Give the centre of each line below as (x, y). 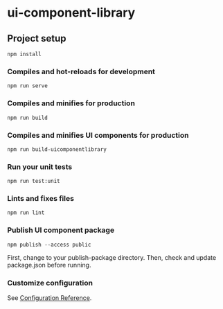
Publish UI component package (61, 230)
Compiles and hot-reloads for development (81, 71)
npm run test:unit (34, 182)
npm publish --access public (49, 245)
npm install (24, 54)
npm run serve (28, 86)
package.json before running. (49, 265)
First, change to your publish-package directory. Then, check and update (112, 257)
